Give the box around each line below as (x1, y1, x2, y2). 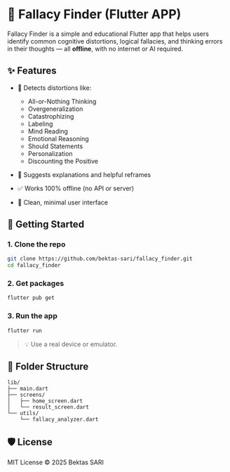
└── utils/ (7, 410, 39, 417)
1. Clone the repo (7, 240, 66, 249)
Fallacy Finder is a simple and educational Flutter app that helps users (7, 29, 209, 38)
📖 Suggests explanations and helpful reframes (17, 170, 151, 178)
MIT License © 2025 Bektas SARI (7, 458, 104, 466)
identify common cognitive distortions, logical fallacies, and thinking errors (7, 37, 223, 45)
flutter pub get (7, 294, 55, 301)
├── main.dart (7, 386, 49, 393)
